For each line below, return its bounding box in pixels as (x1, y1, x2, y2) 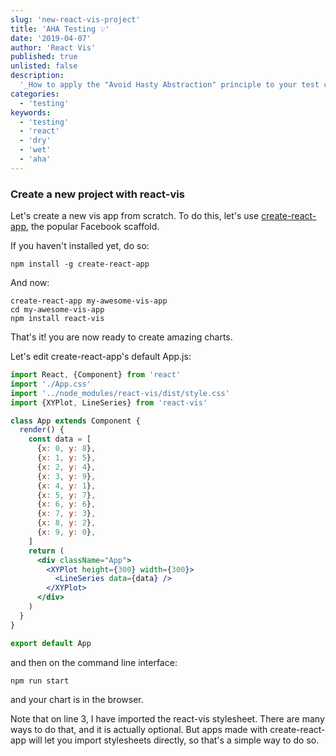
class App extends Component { (10, 416, 141, 426)
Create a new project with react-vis (10, 187, 185, 201)
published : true (10, 52, 78, 62)
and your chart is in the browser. (10, 693, 144, 705)
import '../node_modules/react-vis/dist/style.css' (10, 388, 230, 398)
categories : (10, 89, 60, 99)
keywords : (10, 107, 52, 118)
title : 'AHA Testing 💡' (10, 24, 110, 34)
